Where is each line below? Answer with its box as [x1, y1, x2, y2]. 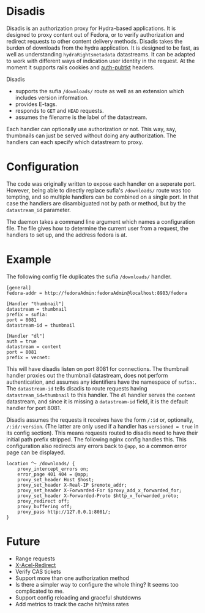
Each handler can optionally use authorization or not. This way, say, [6, 125, 177, 132]
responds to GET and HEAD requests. [15, 107, 104, 114]
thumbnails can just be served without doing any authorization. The [6, 132, 176, 139]
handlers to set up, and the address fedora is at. [6, 231, 127, 238]
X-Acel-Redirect [15, 561, 56, 568]
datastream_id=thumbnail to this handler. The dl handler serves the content [6, 391, 196, 398]
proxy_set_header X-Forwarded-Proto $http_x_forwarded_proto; [17, 492, 179, 499]
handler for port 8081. [6, 404, 61, 411]
